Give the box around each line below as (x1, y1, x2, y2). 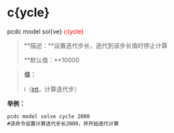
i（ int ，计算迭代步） (23, 85, 81, 93)
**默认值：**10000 (23, 56, 80, 64)
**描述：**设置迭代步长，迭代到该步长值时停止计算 (23, 41, 168, 49)
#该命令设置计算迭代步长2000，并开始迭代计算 (7, 120, 119, 127)
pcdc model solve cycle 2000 (7, 113, 90, 120)
